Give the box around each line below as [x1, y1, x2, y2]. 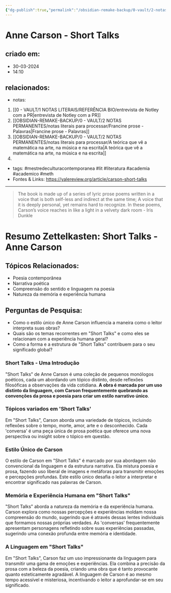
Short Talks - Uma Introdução [5, 359, 80, 367]
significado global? [12, 347, 52, 353]
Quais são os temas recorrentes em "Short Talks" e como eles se [12, 330, 150, 337]
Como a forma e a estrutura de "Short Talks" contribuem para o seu [12, 341, 155, 347]
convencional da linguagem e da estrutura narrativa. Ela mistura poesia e [5, 463, 158, 469]
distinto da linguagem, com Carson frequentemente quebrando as [5, 387, 148, 393]
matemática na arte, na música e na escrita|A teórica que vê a [12, 145, 143, 151]
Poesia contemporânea [12, 275, 62, 281]
